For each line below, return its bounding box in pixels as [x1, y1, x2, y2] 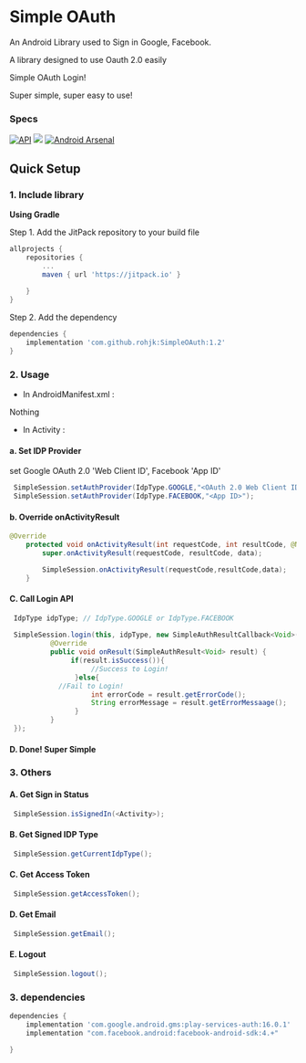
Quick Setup [9, 161, 81, 176]
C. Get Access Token [9, 869, 90, 880]
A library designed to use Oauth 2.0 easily [9, 54, 167, 65]
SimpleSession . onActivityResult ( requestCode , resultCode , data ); [42, 564, 287, 574]
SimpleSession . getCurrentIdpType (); [13, 849, 153, 858]
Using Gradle [9, 208, 60, 220]
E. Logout [9, 949, 46, 960]
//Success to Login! [90, 664, 169, 673]
